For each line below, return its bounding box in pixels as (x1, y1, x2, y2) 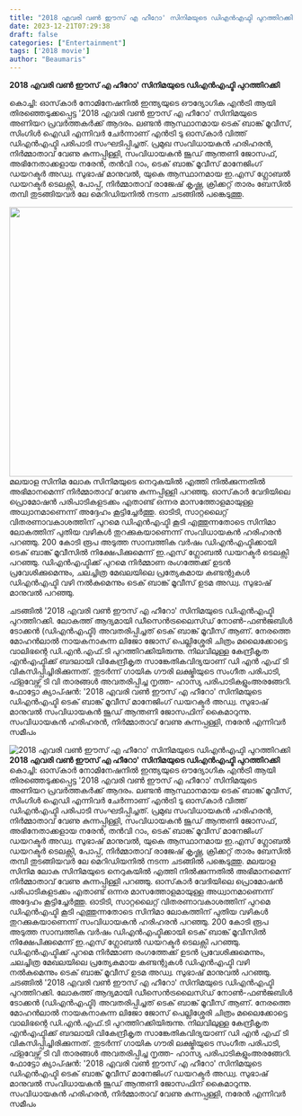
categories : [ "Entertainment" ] (9, 38, 127, 48)
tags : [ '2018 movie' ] (9, 47, 91, 56)
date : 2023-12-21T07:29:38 (9, 22, 111, 31)
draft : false (9, 30, 58, 39)
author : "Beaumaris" (9, 55, 87, 64)
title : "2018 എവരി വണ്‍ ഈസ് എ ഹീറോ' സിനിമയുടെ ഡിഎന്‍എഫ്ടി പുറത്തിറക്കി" (9, 13, 298, 22)
